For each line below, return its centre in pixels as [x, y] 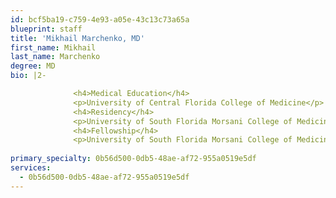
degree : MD [33, 66]
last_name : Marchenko [55, 57]
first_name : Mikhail [53, 47]
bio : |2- [28, 76]
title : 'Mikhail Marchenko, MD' [77, 38]
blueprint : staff [46, 29]
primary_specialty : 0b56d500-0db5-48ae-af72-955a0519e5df [133, 159]
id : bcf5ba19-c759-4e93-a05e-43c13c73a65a [100, 19]
